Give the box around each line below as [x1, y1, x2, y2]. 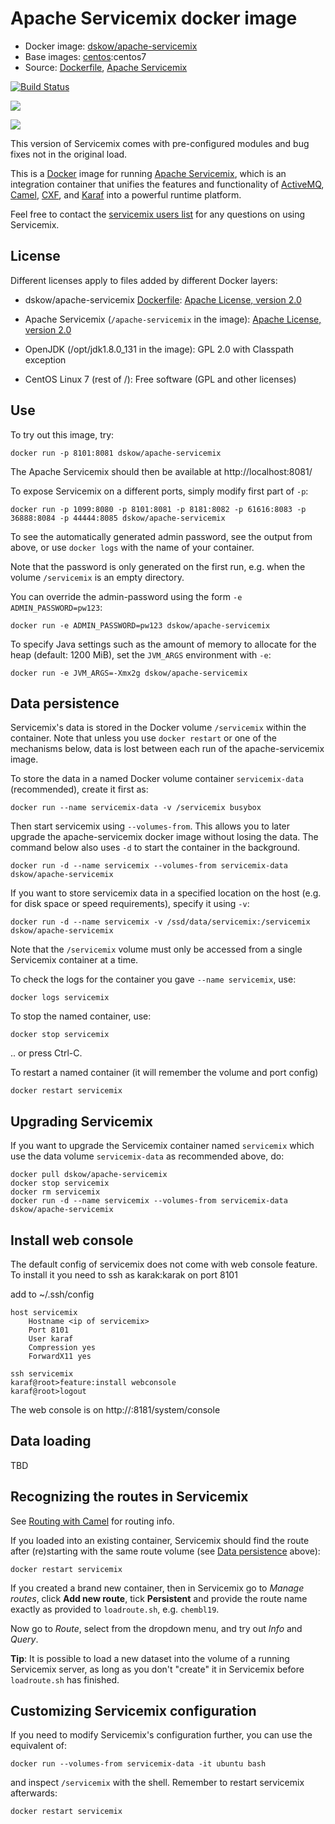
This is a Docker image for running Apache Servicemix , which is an [10, 167, 287, 179]
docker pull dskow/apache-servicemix [10, 1170, 168, 1180]
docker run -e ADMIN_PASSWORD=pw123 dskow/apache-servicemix [10, 620, 271, 631]
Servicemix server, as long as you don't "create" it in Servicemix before [10, 1663, 305, 1675]
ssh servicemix [10, 1369, 74, 1379]
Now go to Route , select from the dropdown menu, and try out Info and [10, 1622, 303, 1634]
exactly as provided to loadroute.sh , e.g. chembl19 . [10, 1603, 220, 1615]
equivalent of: [10, 1740, 68, 1752]
